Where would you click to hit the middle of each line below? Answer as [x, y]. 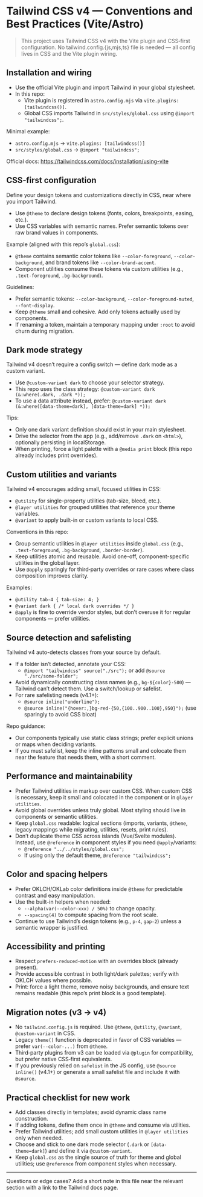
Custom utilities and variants [62, 474]
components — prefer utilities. [53, 619]
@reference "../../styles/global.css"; [74, 849]
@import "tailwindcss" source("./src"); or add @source [95, 670]
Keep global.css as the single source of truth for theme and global [98, 1157]
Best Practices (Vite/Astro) [75, 24]
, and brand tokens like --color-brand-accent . [99, 262]
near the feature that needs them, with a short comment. [85, 757]
